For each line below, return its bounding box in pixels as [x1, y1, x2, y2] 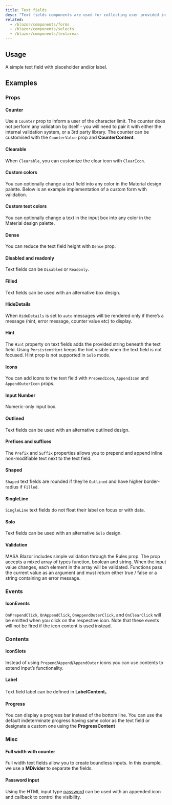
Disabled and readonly [5, 255, 55, 261]
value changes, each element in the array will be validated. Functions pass [5, 564, 162, 570]
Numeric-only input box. [5, 404, 57, 410]
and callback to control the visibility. [5, 794, 81, 800]
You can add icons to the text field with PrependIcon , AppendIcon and [5, 375, 149, 382]
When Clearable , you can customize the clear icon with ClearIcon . [5, 157, 145, 164]
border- [143, 478, 160, 484]
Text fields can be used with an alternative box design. [5, 289, 121, 295]
